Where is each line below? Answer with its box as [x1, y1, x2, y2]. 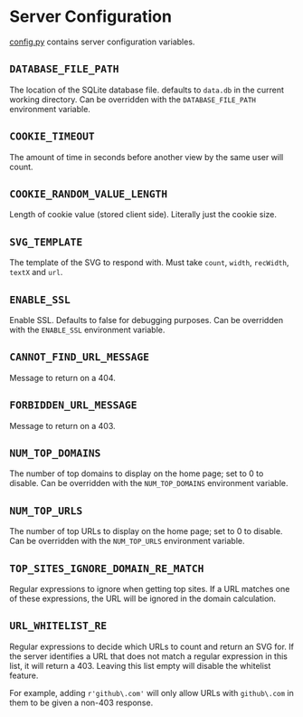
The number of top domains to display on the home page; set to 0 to [9, 468, 264, 479]
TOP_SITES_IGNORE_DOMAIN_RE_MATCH [9, 561, 204, 575]
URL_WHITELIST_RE [9, 619, 107, 633]
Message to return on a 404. [9, 372, 116, 383]
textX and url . [9, 267, 63, 278]
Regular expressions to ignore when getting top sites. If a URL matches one [9, 584, 290, 595]
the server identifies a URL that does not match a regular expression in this [9, 650, 288, 662]
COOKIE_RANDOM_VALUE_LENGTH [9, 187, 168, 200]
